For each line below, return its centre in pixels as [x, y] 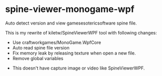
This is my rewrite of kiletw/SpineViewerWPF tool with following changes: [81, 32]
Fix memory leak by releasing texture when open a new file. [74, 53]
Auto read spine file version [41, 47]
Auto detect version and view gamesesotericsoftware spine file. [71, 23]
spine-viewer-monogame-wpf [70, 9]
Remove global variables [38, 58]
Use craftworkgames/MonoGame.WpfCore [57, 42]
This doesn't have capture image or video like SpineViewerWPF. [78, 68]
